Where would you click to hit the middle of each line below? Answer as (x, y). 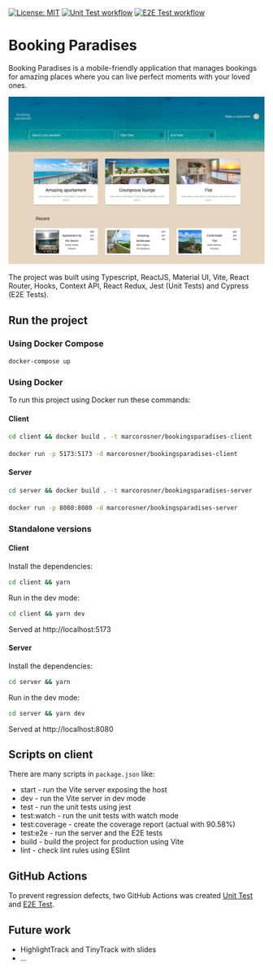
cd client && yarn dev (47, 614)
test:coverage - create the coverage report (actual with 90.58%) (128, 824)
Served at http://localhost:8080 (61, 729)
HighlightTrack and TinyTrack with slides (88, 949)
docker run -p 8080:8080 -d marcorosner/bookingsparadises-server (123, 508)
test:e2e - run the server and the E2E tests (91, 833)
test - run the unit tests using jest (76, 807)
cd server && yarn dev (47, 713)
